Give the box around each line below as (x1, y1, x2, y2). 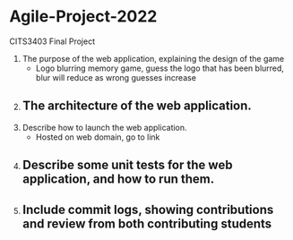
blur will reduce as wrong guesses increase (35, 72, 197, 82)
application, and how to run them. (22, 172, 215, 187)
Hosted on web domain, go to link (35, 132, 160, 142)
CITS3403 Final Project (9, 36, 96, 47)
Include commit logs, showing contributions (22, 201, 274, 217)
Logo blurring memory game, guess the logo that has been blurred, (35, 63, 285, 73)
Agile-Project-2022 (9, 6, 158, 27)
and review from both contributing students (22, 216, 272, 231)
